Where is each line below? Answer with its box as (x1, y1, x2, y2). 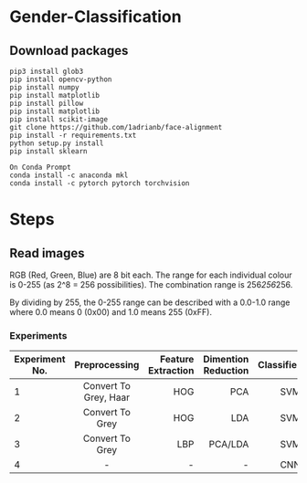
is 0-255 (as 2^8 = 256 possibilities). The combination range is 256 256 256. (9, 279, 293, 289)
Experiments (9, 329, 68, 341)
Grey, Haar (83, 391, 131, 404)
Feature (159, 353, 195, 366)
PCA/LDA (208, 438, 249, 451)
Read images (9, 245, 85, 261)
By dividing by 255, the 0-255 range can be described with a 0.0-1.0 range (9, 297, 291, 308)
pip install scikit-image (9, 115, 108, 124)
